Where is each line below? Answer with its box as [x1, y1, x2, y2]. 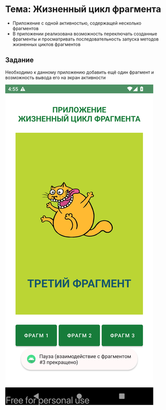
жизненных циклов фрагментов [12, 41, 81, 47]
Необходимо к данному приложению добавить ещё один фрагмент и [5, 69, 154, 75]
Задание [5, 56, 34, 65]
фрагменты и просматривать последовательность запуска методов [12, 36, 159, 42]
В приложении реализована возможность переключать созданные [12, 31, 157, 37]
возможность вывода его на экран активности [5, 74, 106, 81]
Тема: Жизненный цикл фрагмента [5, 4, 161, 15]
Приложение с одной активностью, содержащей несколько [12, 20, 141, 26]
